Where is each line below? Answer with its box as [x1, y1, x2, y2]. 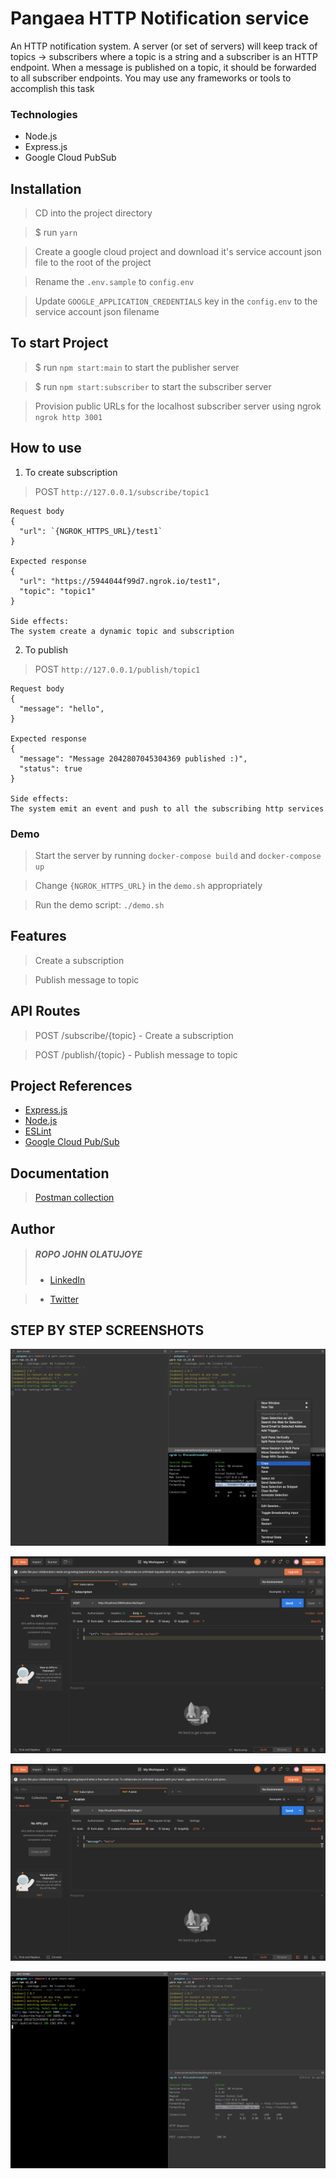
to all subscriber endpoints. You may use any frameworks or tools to [10, 72, 292, 84]
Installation [10, 180, 82, 197]
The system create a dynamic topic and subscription [10, 626, 235, 636]
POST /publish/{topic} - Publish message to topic [34, 1048, 238, 1061]
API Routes [10, 1003, 81, 1020]
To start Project [10, 335, 109, 352]
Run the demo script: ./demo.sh [34, 898, 165, 911]
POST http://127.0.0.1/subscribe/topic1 [34, 485, 210, 497]
